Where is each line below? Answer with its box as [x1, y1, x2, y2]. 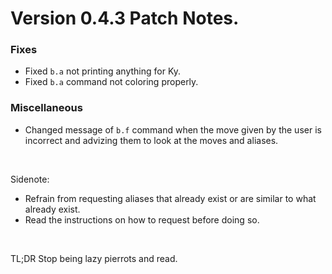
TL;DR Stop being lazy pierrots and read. [10, 252, 178, 264]
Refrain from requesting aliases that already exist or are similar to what [24, 192, 317, 204]
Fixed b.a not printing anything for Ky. [24, 65, 182, 77]
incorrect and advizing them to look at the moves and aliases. [24, 134, 279, 146]
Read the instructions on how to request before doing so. [24, 213, 260, 226]
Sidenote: [10, 173, 50, 185]
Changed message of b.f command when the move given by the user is [24, 123, 322, 136]
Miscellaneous [10, 101, 83, 115]
